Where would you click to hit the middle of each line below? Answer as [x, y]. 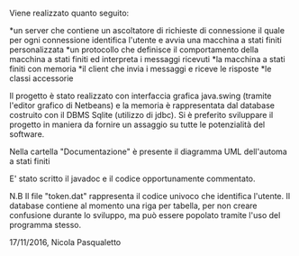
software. [27, 134]
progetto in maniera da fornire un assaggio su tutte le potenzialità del [137, 124]
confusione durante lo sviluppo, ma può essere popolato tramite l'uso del [145, 215]
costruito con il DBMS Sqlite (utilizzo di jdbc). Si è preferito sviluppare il [141, 115]
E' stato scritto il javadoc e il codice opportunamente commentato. [132, 178]
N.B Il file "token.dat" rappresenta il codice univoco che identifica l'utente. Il [150, 196]
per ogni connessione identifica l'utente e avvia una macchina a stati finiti [145, 40]
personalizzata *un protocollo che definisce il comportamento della [134, 50]
